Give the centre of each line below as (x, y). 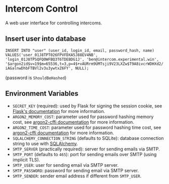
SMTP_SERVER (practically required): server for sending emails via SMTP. (86, 149)
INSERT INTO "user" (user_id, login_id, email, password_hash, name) (80, 50)
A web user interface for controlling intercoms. (54, 23)
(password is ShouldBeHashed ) (36, 78)
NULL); (82, 68)
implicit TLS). (26, 160)
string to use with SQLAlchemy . (45, 143)
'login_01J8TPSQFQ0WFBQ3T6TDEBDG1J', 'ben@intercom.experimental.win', (82, 59)
